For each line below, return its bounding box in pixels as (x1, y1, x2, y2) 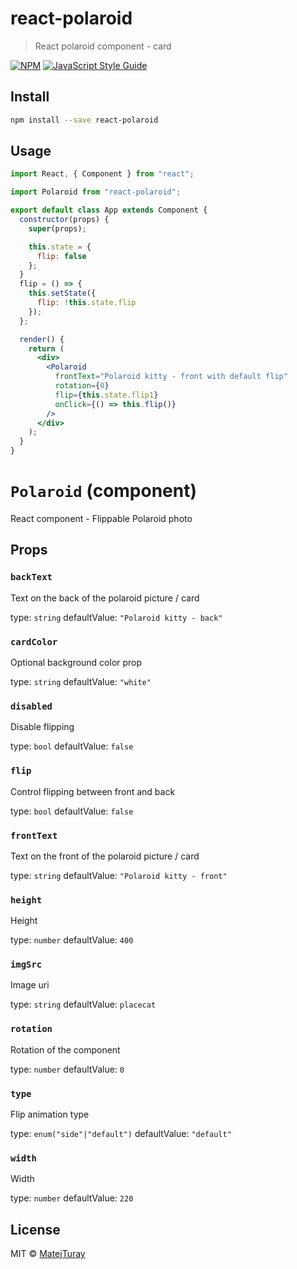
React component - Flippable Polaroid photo (10, 513, 193, 524)
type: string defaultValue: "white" (10, 675, 152, 687)
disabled (10, 700, 53, 712)
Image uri (10, 979, 50, 991)
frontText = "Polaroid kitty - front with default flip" (54, 372, 288, 382)
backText (10, 572, 53, 583)
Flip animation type (10, 1108, 90, 1121)
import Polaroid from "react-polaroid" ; (10, 187, 182, 197)
